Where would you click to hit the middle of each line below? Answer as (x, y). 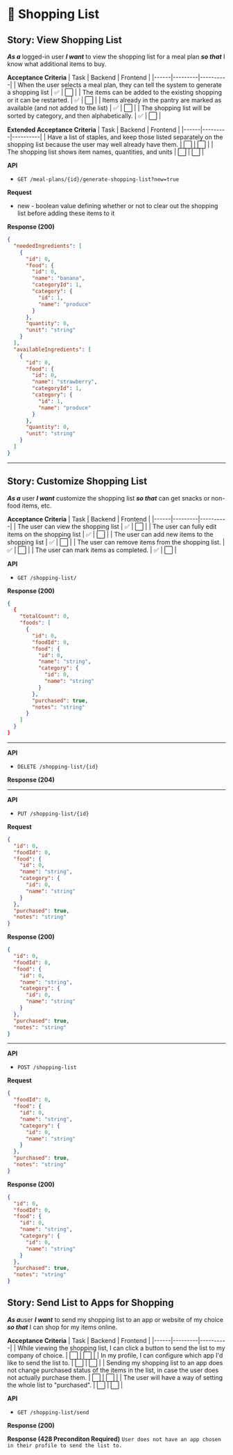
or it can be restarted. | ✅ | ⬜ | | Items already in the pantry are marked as (114, 100)
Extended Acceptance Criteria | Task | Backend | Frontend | (94, 129)
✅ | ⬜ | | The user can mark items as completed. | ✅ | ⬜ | (92, 550)
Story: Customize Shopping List (77, 481)
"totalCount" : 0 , (45, 616)
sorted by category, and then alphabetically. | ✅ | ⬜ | (84, 116)
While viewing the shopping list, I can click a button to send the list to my (121, 1348)
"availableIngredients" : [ (52, 349)
